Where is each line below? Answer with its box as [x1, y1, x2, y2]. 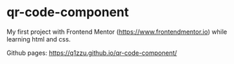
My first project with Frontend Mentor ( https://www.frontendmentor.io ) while [6, 27, 228, 36]
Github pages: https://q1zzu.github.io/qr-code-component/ [6, 49, 177, 57]
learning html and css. [6, 34, 71, 43]
